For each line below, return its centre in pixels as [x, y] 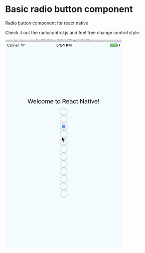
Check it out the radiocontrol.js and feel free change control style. [73, 32]
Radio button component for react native [47, 23]
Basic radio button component [69, 9]
